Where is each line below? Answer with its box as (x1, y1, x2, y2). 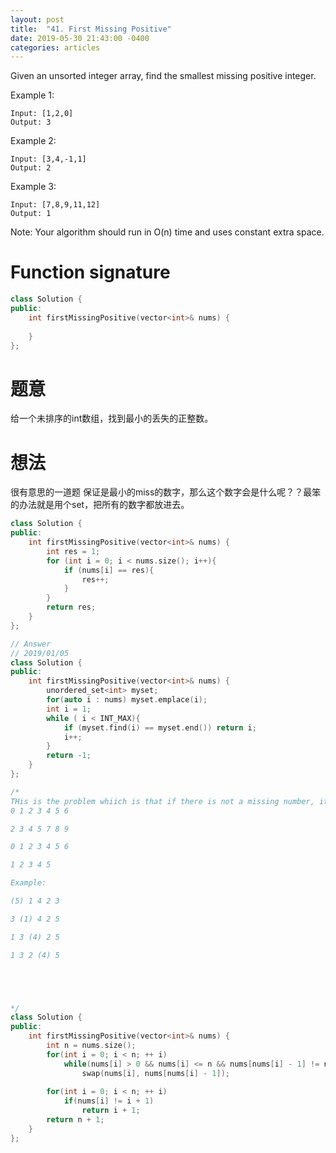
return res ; (46, 602, 97, 613)
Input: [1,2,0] (10, 109, 74, 119)
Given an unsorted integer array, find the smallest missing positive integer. (10, 70, 317, 82)
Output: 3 (10, 117, 52, 128)
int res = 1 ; (46, 546, 101, 556)
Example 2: (10, 135, 57, 147)
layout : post (10, 14, 65, 25)
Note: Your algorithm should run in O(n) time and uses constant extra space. (10, 226, 325, 238)
